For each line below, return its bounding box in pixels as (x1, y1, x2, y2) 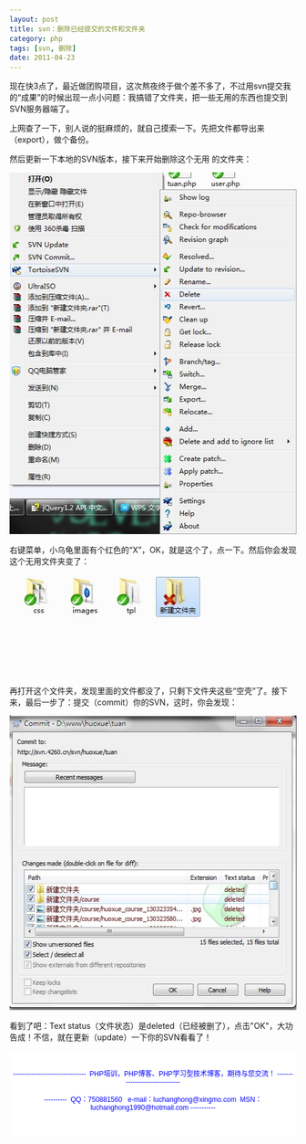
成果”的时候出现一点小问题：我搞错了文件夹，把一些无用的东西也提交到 (21, 92, 289, 103)
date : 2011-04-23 (9, 53, 76, 63)
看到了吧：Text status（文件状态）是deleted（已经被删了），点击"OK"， (9, 1021, 278, 1032)
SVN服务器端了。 (9, 103, 75, 114)
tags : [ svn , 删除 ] (9, 44, 76, 53)
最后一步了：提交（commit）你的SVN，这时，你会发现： (25, 697, 239, 708)
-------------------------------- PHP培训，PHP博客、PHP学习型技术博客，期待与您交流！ (13, 1069, 276, 1079)
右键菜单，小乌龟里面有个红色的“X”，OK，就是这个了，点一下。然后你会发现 (9, 544, 297, 556)
